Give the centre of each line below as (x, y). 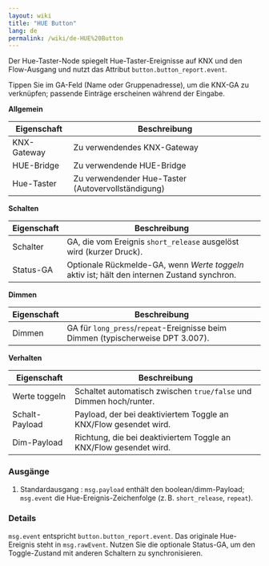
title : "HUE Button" (43, 23)
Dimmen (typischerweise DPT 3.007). (138, 338)
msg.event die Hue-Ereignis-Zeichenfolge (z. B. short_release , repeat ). (137, 498)
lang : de (23, 31)
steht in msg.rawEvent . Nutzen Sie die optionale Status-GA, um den (146, 544)
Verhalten (25, 358)
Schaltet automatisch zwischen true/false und (163, 392)
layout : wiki (30, 16)
